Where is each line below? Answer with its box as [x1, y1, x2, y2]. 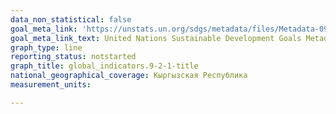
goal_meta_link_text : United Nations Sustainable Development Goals [10, 33, 302, 43]
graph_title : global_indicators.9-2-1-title [10, 61, 199, 71]
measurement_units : [10, 80, 92, 90]
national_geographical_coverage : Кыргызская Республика [10, 71, 248, 81]
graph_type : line [10, 42, 83, 53]
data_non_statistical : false [10, 14, 132, 25]
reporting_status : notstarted [10, 52, 137, 62]
